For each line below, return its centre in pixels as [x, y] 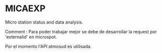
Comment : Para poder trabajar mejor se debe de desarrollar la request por [81, 31]
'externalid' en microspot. [31, 37]
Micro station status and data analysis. [44, 22]
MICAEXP [25, 9]
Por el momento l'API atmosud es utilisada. [49, 46]
